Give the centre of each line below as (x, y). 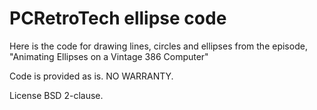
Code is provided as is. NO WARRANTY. (91, 76)
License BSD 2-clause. (56, 95)
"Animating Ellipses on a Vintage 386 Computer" (109, 56)
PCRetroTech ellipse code (118, 18)
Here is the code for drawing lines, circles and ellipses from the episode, (158, 46)
